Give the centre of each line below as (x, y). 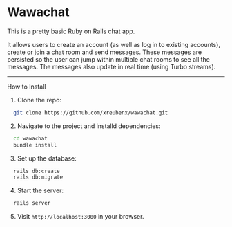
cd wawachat (31, 138)
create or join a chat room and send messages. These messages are (105, 52)
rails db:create (37, 171)
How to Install (27, 87)
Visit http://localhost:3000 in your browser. (80, 217)
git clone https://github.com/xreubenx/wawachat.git (91, 112)
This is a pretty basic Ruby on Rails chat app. (71, 31)
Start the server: (40, 190)
